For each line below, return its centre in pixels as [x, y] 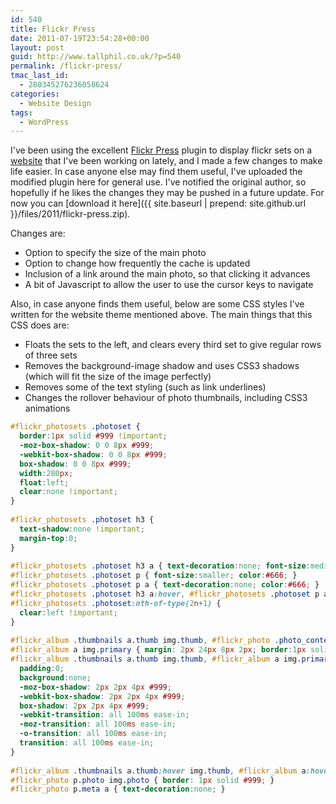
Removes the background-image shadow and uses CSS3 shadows [162, 366]
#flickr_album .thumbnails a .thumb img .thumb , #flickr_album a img [154, 659]
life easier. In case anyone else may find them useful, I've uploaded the [156, 172]
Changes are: [38, 233]
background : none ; [55, 677]
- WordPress [44, 122]
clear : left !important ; [68, 612]
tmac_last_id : [40, 76]
